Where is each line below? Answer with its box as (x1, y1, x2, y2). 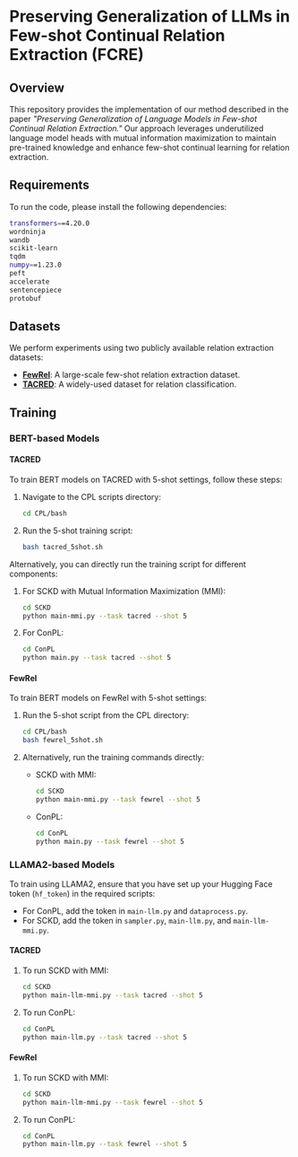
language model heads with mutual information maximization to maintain (9, 133, 277, 143)
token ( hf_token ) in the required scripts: (9, 888, 156, 898)
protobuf (9, 294, 42, 302)
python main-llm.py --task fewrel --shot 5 (21, 1140, 188, 1149)
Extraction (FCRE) (9, 45, 145, 65)
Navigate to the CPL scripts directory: (21, 491, 161, 502)
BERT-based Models (9, 432, 100, 444)
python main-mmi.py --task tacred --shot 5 (21, 611, 188, 620)
